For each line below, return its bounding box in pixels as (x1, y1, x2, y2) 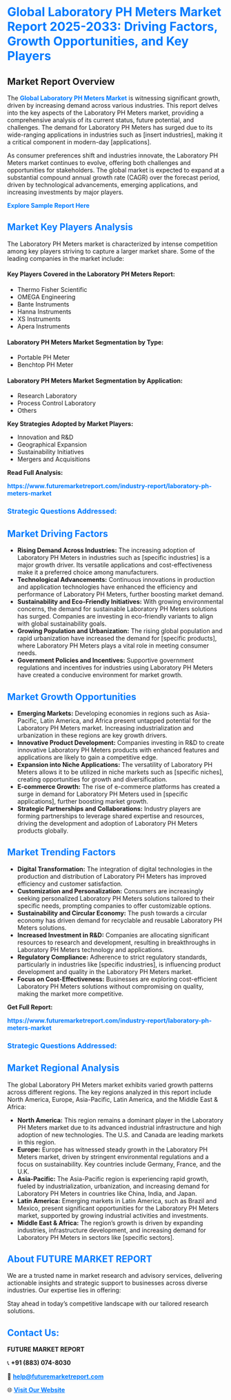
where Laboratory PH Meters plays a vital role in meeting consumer (17, 641, 209, 650)
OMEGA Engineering (17, 293, 76, 301)
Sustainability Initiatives (17, 448, 85, 456)
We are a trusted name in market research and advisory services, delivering (7, 1272, 223, 1280)
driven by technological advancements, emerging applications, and (7, 181, 199, 188)
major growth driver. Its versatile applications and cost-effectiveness (17, 561, 212, 570)
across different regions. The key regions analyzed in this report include (7, 1088, 212, 1096)
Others (17, 407, 37, 415)
